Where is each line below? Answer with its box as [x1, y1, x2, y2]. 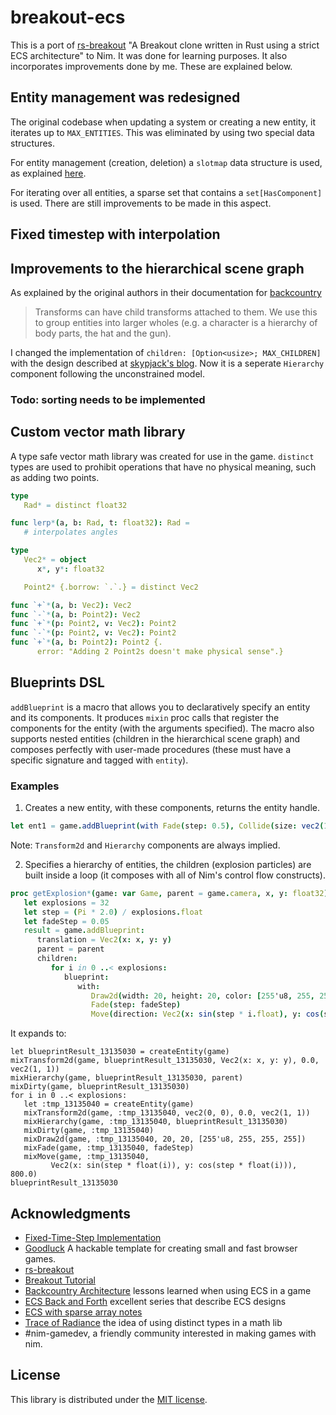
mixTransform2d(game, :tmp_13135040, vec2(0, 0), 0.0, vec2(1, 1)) [23, 1108, 311, 1118]
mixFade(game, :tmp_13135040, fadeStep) [23, 1143, 195, 1153]
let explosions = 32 [23, 897, 110, 908]
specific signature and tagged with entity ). [10, 754, 189, 766]
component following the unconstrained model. [10, 367, 206, 380]
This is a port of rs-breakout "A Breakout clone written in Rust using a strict [10, 39, 320, 51]
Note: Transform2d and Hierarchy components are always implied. [10, 839, 281, 851]
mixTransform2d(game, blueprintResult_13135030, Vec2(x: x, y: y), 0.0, [10, 1056, 320, 1066]
